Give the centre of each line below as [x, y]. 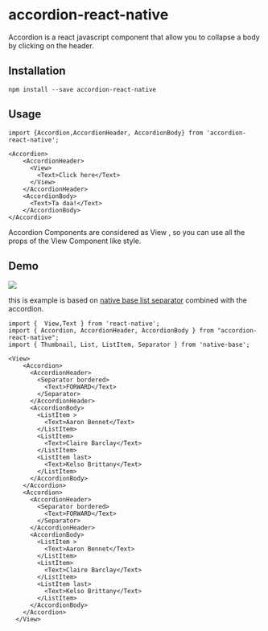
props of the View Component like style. [75, 241]
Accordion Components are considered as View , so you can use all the [127, 232]
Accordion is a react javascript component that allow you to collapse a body [134, 37]
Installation [37, 71]
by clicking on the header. [51, 45]
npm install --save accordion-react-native [82, 89]
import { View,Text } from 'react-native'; [84, 324]
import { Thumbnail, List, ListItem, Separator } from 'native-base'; [129, 345]
